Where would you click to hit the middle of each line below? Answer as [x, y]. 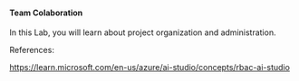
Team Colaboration [46, 13]
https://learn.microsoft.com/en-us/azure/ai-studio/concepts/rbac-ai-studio [149, 67]
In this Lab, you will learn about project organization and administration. [143, 32]
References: [32, 50]
